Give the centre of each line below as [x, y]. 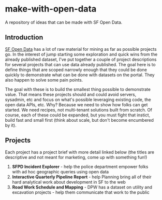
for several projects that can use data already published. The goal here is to [80, 64]
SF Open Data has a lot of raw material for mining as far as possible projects [81, 49]
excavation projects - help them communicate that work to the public [81, 192]
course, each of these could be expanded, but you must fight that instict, [78, 115]
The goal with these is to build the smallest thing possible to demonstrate [78, 89]
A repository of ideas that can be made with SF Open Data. [64, 22]
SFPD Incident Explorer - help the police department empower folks [80, 166]
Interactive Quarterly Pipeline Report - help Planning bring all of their [82, 177]
